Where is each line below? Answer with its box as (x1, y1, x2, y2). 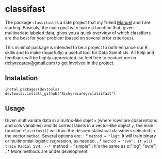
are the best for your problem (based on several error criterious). (5, 35, 135, 41)
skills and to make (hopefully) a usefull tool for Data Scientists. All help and (5, 50, 154, 55)
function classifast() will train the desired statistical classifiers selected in (5, 127, 155, 133)
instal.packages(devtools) (5, 87, 60, 92)
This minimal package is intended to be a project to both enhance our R (5, 44, 148, 50)
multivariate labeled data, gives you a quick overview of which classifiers (5, 30, 151, 35)
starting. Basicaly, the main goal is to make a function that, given (5, 24, 134, 30)
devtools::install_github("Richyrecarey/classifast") (5, 91, 116, 96)
